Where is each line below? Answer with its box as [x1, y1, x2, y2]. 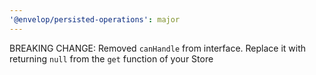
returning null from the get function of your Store [9, 52, 214, 65]
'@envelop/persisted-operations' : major [9, 14, 181, 25]
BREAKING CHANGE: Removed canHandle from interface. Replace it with [9, 42, 307, 54]
